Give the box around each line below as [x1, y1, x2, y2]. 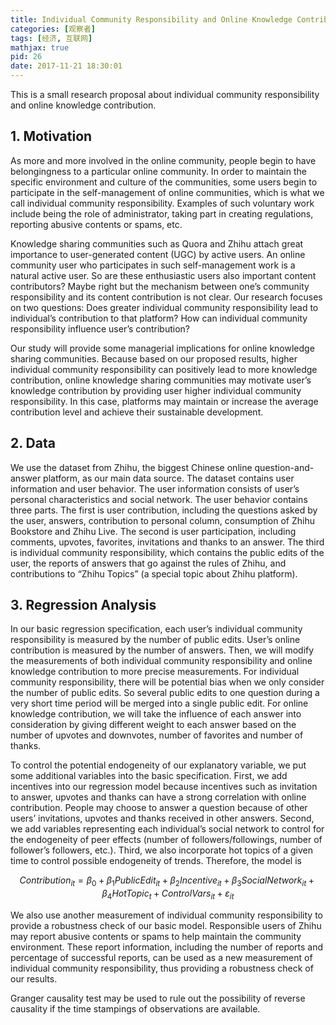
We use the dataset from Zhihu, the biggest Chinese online [10, 461, 253, 473]
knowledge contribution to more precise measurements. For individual [10, 666, 300, 678]
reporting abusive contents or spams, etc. [10, 218, 183, 230]
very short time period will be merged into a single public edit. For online [10, 697, 309, 710]
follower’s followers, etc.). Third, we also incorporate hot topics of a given [10, 844, 314, 856]
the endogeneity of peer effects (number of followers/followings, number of [10, 834, 323, 846]
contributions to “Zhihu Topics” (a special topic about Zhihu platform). [10, 567, 298, 580]
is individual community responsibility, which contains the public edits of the [10, 546, 325, 558]
